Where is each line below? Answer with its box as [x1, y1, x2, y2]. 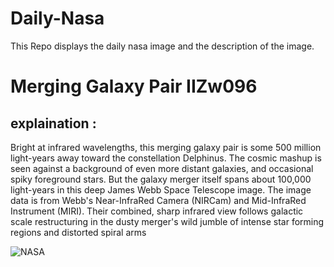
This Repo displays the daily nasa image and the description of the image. [10, 40, 315, 52]
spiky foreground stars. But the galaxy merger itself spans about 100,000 [10, 173, 312, 185]
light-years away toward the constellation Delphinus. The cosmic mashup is [10, 152, 322, 164]
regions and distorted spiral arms [10, 226, 147, 238]
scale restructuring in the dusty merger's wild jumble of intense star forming [10, 215, 325, 227]
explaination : [10, 115, 97, 132]
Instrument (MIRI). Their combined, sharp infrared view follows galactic [10, 205, 304, 217]
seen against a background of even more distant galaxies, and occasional [10, 162, 314, 174]
